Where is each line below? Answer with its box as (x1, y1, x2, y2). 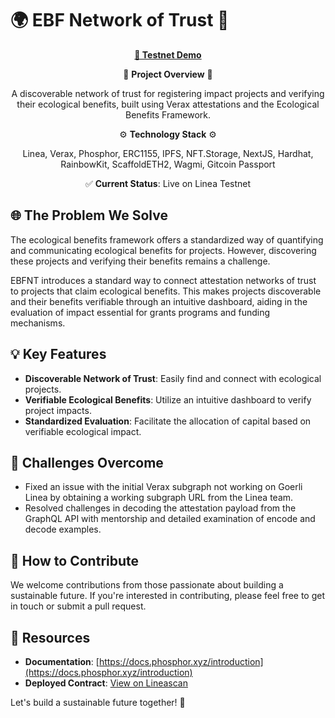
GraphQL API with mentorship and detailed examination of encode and (24, 513, 316, 525)
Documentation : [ (24, 656, 100, 667)
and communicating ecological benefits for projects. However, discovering (10, 244, 317, 256)
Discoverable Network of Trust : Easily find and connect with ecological (24, 372, 322, 384)
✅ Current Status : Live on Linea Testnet (84, 177, 252, 189)
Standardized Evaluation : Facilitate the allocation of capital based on (24, 415, 312, 427)
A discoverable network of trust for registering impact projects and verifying (11, 87, 325, 99)
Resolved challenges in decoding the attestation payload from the (24, 502, 297, 514)
